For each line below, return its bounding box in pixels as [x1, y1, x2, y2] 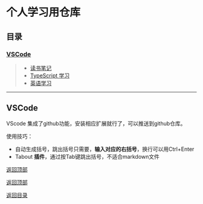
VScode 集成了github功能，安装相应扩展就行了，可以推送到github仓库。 [6, 120, 186, 127]
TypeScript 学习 [30, 72, 70, 79]
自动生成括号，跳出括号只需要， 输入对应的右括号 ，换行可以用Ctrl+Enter [14, 145, 195, 153]
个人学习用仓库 [6, 5, 81, 19]
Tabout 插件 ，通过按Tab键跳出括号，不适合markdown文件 [14, 153, 160, 160]
